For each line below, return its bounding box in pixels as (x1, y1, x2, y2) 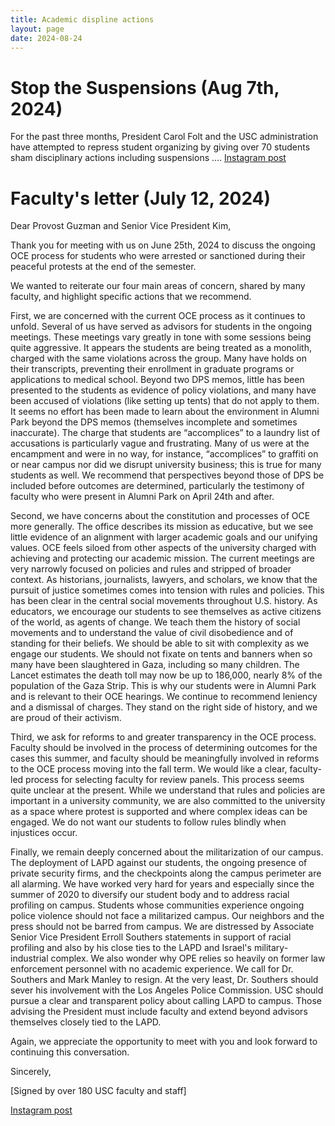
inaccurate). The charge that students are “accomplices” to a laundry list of (10, 427, 321, 439)
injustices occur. (10, 827, 78, 839)
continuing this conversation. (10, 1046, 130, 1058)
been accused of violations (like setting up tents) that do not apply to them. (10, 395, 320, 407)
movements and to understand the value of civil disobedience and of (10, 627, 294, 639)
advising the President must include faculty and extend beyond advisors (10, 1006, 308, 1018)
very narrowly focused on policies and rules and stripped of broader (10, 563, 292, 575)
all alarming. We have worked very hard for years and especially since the (10, 878, 315, 890)
